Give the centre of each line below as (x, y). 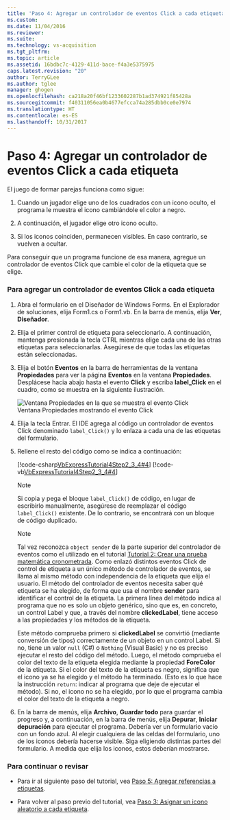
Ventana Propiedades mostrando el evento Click (85, 410)
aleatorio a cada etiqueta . (53, 809)
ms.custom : (23, 20)
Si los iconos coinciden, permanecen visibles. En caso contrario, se (112, 237)
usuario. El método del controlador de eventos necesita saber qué (110, 583)
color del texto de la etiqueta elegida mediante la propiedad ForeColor (116, 662)
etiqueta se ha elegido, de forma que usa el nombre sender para (108, 590)
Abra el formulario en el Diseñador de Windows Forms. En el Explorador (118, 304)
